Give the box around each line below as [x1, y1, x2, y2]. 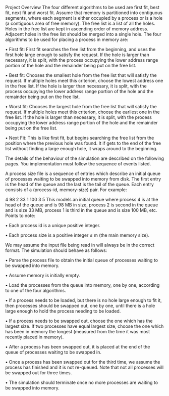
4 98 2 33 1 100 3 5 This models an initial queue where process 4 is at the [5, 197, 158, 202]
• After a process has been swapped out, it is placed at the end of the [5, 344, 150, 349]
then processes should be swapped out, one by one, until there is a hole [5, 303, 155, 309]
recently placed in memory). [5, 334, 64, 340]
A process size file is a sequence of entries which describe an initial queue [5, 170, 160, 177]
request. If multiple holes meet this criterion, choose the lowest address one [5, 78, 163, 83]
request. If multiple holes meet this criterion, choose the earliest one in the [5, 109, 160, 115]
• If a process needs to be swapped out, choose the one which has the [5, 318, 153, 324]
